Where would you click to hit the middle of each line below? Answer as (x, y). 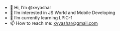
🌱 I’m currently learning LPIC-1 (41, 18)
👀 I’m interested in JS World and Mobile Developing (62, 13)
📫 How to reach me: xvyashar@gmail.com (54, 23)
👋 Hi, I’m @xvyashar (30, 8)
